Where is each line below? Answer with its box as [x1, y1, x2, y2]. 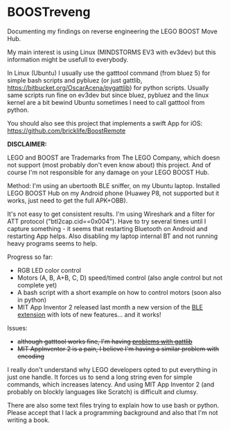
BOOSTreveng [7, 4, 91, 20]
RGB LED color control [17, 266, 82, 274]
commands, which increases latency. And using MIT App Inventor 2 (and [7, 380, 215, 389]
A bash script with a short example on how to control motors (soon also [17, 288, 222, 296]
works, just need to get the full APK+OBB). [7, 196, 128, 205]
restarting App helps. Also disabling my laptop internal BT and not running [7, 232, 218, 240]
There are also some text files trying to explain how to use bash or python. [7, 400, 220, 409]
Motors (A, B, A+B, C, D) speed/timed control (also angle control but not [17, 273, 223, 282]
